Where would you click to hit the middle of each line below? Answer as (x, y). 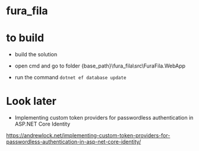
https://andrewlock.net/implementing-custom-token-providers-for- (88, 136)
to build (25, 38)
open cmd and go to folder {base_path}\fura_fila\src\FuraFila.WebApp (100, 66)
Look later (31, 101)
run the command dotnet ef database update (70, 78)
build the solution (36, 54)
